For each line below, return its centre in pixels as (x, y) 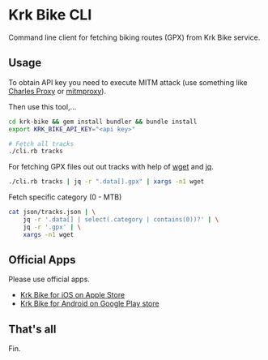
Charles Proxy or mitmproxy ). (57, 91)
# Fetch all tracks (41, 144)
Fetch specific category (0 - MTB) (65, 197)
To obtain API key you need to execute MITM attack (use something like (128, 82)
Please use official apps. (49, 279)
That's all (32, 329)
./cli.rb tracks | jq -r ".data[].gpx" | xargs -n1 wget (106, 182)
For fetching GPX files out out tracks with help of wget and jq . (111, 167)
